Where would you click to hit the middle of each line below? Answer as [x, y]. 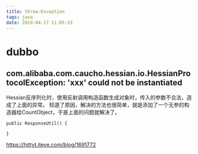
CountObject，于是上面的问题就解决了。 [71, 112]
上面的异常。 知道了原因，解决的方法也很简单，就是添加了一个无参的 [100, 105]
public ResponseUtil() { [37, 124]
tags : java [20, 17]
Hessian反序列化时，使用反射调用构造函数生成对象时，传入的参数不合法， [96, 97]
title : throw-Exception [36, 12]
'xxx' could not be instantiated [125, 82]
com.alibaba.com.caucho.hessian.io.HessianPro [98, 73]
